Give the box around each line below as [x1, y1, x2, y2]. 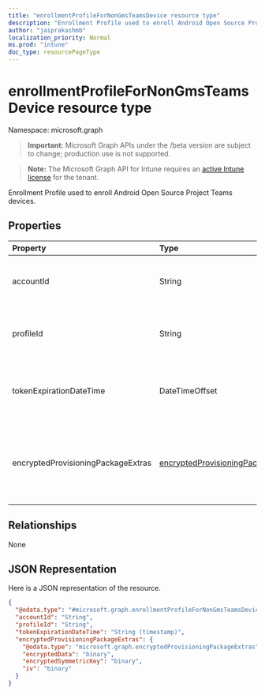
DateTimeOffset [159, 385, 218, 396]
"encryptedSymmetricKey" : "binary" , [22, 657, 144, 666]
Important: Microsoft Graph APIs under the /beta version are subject [27, 140, 251, 150]
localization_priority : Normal [8, 33, 111, 42]
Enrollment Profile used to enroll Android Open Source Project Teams [8, 187, 233, 197]
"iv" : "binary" [22, 665, 73, 673]
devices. [8, 196, 36, 205]
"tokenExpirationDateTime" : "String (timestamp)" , [15, 628, 185, 636]
